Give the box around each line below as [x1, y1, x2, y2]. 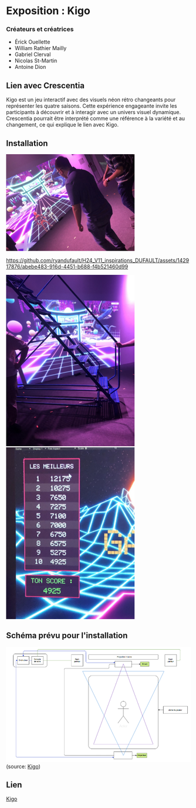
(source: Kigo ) [6, 763, 41, 770]
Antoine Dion [14, 64, 46, 71]
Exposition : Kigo [6, 4, 91, 18]
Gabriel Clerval [14, 51, 51, 58]
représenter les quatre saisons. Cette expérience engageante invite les [6, 102, 177, 109]
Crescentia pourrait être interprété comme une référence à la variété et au [6, 115, 185, 122]
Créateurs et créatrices [6, 25, 74, 34]
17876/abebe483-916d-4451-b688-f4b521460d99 [6, 263, 129, 270]
